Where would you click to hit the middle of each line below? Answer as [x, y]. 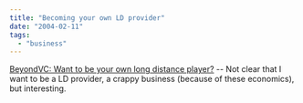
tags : [20, 35]
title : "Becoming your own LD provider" [88, 18]
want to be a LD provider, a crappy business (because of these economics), [152, 79]
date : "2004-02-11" [47, 26]
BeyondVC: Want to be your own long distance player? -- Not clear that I [146, 69]
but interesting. [38, 88]
